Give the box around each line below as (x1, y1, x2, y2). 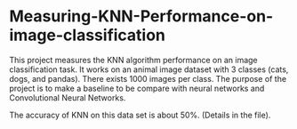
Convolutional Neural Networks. (9, 92, 126, 103)
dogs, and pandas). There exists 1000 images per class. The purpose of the (9, 73, 287, 84)
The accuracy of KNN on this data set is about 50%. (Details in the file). (9, 109, 271, 120)
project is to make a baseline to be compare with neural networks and (9, 83, 265, 93)
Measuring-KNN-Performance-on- (9, 6, 274, 27)
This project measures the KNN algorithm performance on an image (9, 54, 258, 65)
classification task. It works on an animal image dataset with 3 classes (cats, (9, 64, 289, 75)
